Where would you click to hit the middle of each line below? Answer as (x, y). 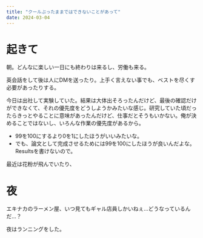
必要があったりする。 (33, 88)
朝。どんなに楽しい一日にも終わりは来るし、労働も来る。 (78, 67)
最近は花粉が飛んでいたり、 (41, 164)
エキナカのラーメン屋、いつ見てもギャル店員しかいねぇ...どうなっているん (98, 209)
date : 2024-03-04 (28, 18)
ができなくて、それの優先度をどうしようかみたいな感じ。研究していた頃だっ (101, 108)
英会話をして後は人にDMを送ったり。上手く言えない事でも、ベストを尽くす (101, 80)
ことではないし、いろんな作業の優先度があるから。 (80, 123)
